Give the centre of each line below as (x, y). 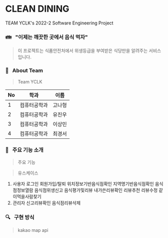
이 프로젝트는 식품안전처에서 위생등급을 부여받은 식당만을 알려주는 (82, 51)
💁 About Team (24, 71)
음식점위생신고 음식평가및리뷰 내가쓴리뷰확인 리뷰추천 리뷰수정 (96, 190)
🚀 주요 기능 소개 (25, 150)
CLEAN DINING (37, 9)
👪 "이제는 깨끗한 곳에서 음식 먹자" (47, 37)
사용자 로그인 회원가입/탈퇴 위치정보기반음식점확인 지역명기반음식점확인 (83, 184)
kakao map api (33, 230)
